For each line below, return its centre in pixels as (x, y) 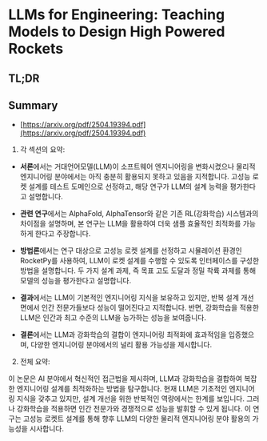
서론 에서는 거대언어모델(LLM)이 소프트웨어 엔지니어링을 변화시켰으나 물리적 (137, 166)
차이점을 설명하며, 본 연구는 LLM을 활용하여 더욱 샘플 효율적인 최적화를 (130, 224)
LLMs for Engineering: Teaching (117, 15)
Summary (33, 105)
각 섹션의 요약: (42, 150)
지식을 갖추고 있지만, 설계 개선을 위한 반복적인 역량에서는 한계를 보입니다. (131, 399)
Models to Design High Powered (117, 32)
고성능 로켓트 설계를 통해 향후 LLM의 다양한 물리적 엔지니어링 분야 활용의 (136, 419)
